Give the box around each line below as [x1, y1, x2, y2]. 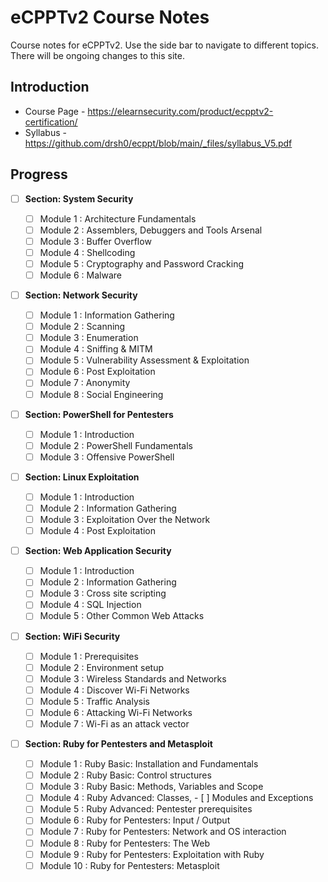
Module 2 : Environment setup [39, 661, 165, 673]
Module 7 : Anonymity [39, 377, 131, 389]
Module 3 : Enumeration [39, 332, 139, 344]
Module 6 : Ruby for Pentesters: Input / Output [39, 814, 231, 826]
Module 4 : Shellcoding [39, 246, 136, 258]
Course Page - [24, 105, 86, 117]
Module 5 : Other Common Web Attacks [39, 610, 205, 622]
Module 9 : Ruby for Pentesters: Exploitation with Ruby [39, 848, 265, 860]
